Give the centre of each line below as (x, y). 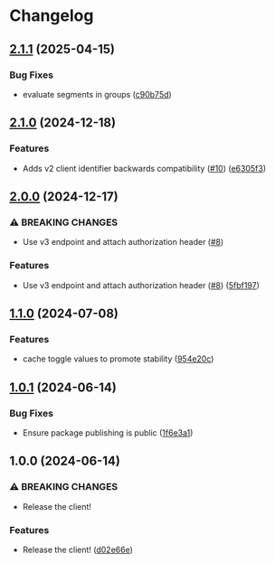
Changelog (52, 16)
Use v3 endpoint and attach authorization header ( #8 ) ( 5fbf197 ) (141, 285)
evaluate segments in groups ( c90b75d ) (97, 94)
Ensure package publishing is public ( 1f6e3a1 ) (108, 432)
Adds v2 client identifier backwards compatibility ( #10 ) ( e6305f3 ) (144, 168)
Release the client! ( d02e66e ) (78, 549)
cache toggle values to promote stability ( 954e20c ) (118, 359)
